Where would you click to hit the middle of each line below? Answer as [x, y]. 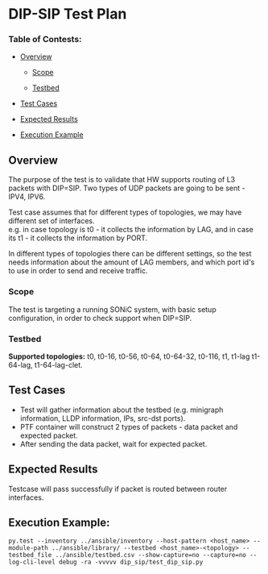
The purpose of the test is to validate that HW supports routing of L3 [122, 180]
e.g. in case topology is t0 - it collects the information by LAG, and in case [131, 230]
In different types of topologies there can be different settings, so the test [130, 254]
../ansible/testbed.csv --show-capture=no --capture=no [151, 555]
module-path [28, 548]
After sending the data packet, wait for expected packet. [113, 443]
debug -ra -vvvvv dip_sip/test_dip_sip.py [131, 562]
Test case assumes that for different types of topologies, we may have [125, 212]
